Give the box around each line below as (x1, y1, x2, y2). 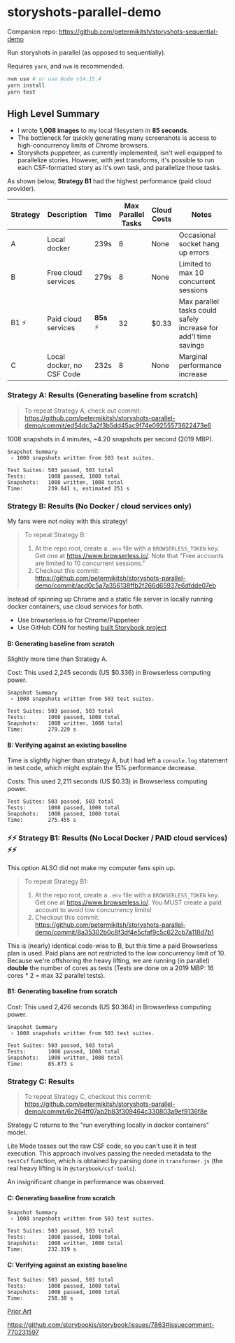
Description (47, 210, 87, 220)
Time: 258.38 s (7, 1295, 73, 1302)
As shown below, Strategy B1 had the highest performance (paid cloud (7, 177, 212, 185)
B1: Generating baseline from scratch (7, 987, 117, 995)
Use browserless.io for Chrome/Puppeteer (17, 616, 140, 624)
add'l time (178, 332, 212, 341)
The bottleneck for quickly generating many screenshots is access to (17, 134, 217, 142)
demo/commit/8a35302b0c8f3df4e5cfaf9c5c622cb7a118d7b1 (34, 928, 214, 936)
